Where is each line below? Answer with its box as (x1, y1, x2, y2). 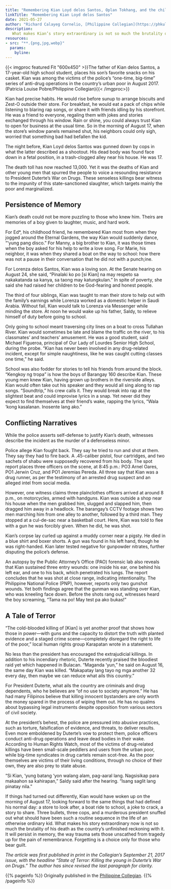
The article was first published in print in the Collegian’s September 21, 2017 (5, 851, 165, 858)
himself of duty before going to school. (5, 314, 87, 320)
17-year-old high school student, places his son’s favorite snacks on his (5, 69, 155, 75)
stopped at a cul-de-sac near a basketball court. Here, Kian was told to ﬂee (5, 517, 163, 523)
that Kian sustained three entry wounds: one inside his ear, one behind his (5, 564, 161, 570)
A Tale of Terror (5, 612, 56, 620)
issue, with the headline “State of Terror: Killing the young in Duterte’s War (5, 857, 162, 863)
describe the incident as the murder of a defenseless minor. (5, 437, 131, 443)
